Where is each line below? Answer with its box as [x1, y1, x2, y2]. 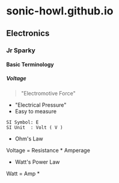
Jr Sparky [6, 46, 36, 55]
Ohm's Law [14, 135, 43, 142]
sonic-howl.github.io [6, 4, 114, 18]
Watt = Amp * [6, 170, 40, 178]
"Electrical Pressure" [14, 101, 67, 109]
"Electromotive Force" [20, 90, 76, 97]
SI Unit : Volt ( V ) [6, 125, 63, 131]
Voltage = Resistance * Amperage [6, 147, 90, 154]
